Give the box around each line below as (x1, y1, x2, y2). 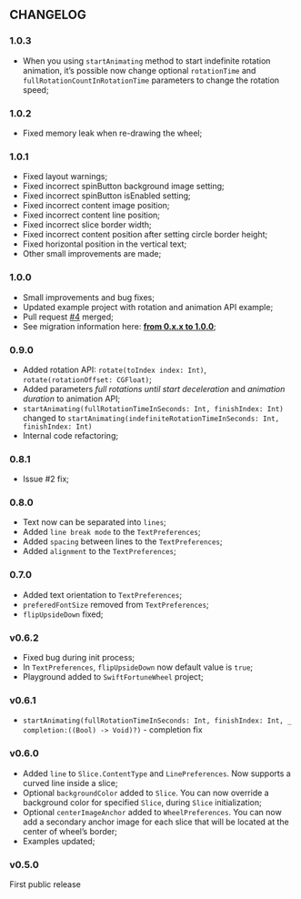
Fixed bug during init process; (22, 652, 135, 663)
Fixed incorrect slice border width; (22, 219, 152, 230)
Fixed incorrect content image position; (22, 200, 170, 211)
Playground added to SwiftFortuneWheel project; (22, 672, 204, 682)
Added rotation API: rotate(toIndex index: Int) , (22, 364, 207, 375)
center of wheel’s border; (22, 825, 118, 836)
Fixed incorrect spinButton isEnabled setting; (22, 190, 191, 201)
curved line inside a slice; (22, 777, 118, 788)
